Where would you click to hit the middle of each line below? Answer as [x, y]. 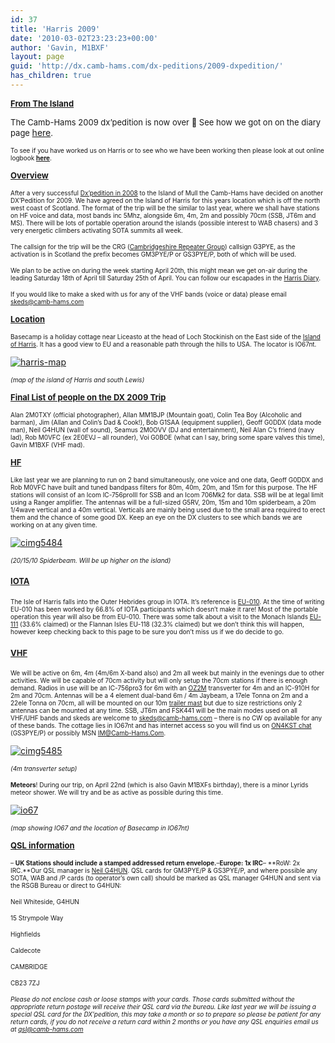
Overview [29, 175]
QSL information [42, 845]
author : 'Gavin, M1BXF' [60, 47]
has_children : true [51, 76]
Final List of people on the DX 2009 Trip [88, 397]
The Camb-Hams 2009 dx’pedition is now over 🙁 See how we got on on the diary [166, 122]
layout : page [37, 57]
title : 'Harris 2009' [55, 29]
